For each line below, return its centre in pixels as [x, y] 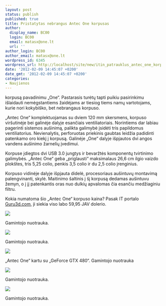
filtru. [11, 189]
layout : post [19, 10]
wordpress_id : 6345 [25, 60]
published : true [22, 19]
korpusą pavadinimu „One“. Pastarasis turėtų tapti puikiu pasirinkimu [75, 97]
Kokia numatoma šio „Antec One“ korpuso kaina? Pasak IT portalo [72, 199]
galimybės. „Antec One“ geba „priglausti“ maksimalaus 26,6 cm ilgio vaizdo [82, 158]
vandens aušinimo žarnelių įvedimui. [42, 143]
